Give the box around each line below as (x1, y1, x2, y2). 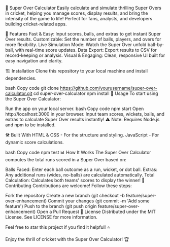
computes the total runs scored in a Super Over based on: (5, 157, 127, 162)
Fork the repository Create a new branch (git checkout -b (5, 193, 125, 198)
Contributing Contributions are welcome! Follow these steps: (5, 183, 132, 189)
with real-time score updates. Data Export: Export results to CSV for (15, 47, 157, 53)
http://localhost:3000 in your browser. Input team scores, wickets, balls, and (5, 111, 165, 117)
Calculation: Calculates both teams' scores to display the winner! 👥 (5, 178, 145, 183)
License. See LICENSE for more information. (5, 214, 97, 220)
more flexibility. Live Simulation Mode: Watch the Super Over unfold (5, 42, 147, 48)
